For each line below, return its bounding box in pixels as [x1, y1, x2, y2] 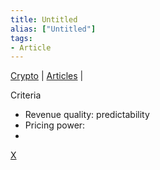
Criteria [10, 89, 42, 101]
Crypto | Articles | [10, 70, 84, 82]
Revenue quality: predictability [24, 109, 150, 121]
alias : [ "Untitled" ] [10, 24, 97, 34]
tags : [10, 33, 33, 43]
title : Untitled [10, 14, 78, 25]
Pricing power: [24, 119, 86, 131]
